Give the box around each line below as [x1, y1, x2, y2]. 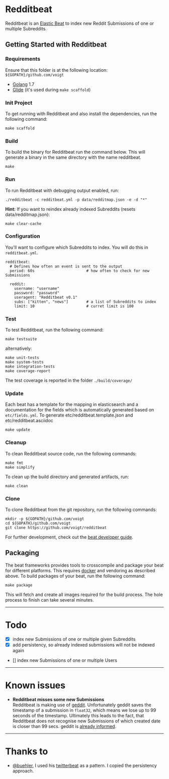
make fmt [5, 460, 24, 466]
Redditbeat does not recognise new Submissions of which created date [12, 718, 161, 724]
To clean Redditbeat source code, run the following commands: [5, 450, 137, 456]
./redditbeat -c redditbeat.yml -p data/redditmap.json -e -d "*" [5, 197, 147, 202]
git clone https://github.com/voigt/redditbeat [5, 525, 107, 530]
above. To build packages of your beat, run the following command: [5, 573, 146, 579]
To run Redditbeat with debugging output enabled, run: [5, 187, 119, 193]
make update [5, 427, 30, 433]
